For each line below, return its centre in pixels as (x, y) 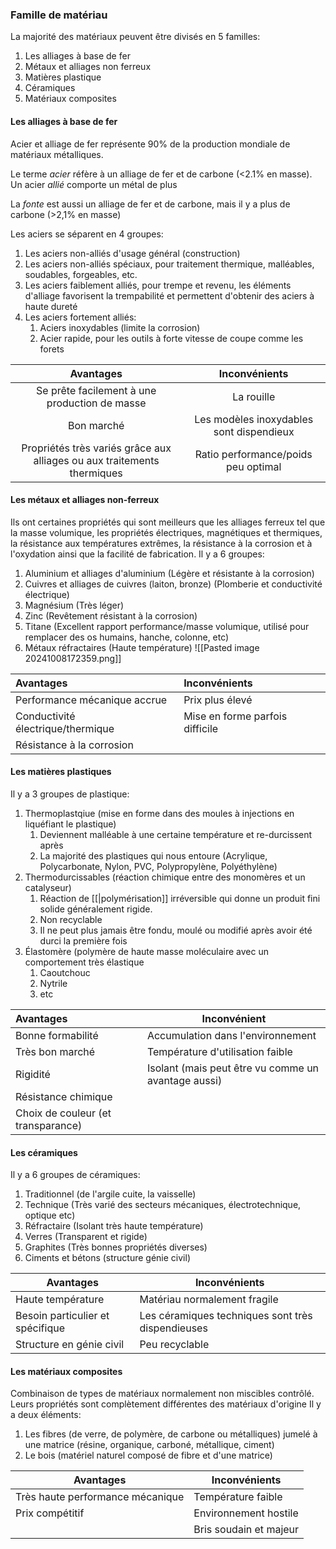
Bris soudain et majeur (246, 1530)
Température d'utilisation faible (219, 1051)
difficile (201, 728)
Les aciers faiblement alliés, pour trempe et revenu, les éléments (158, 285)
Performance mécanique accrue (91, 700)
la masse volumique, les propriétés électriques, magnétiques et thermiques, (166, 532)
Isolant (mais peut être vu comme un (233, 1068)
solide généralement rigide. (96, 909)
